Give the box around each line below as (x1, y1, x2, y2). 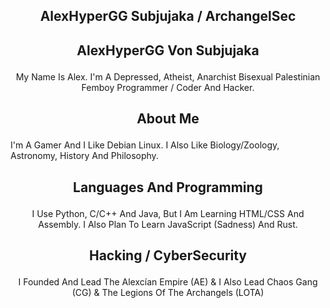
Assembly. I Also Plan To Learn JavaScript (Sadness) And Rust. (38, 218, 298, 230)
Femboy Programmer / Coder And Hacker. (81, 81, 255, 93)
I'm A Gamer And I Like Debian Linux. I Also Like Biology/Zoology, (10, 139, 280, 151)
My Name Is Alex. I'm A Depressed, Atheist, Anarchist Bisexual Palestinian (15, 70, 321, 83)
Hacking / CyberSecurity (88, 247, 248, 264)
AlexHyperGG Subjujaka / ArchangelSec (39, 8, 297, 25)
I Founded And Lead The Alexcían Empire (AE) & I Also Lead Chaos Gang (18, 275, 318, 288)
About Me (136, 110, 200, 128)
